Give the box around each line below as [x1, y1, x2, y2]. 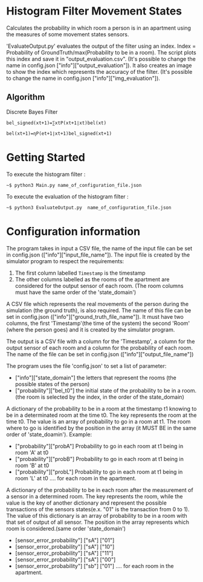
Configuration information [6, 224, 141, 238]
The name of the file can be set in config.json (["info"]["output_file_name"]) [6, 350, 194, 358]
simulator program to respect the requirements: [6, 257, 124, 264]
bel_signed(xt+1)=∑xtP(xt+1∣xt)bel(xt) [6, 120, 107, 126]
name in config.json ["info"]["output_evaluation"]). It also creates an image [6, 62, 192, 69]
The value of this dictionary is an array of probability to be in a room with [6, 512, 187, 519]
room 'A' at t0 [14, 449, 49, 456]
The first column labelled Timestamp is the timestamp [14, 269, 146, 276]
